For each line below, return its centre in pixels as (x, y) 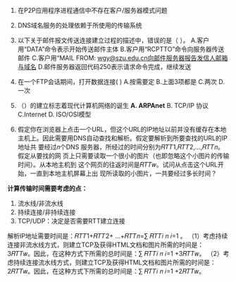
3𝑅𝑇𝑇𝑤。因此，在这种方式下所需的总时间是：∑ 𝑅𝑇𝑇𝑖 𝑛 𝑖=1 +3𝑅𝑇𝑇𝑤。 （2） (115, 253)
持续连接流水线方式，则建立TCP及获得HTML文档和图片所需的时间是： (114, 262)
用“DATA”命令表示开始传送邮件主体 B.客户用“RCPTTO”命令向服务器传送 (121, 49)
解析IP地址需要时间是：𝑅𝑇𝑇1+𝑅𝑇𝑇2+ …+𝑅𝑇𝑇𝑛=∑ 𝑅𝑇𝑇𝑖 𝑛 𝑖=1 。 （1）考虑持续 (118, 236)
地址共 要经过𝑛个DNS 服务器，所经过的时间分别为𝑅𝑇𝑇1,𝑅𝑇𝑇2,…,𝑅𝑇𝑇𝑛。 (120, 147)
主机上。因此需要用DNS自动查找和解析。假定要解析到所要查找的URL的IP (122, 138)
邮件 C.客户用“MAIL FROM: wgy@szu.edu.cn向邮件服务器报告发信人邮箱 (123, 58)
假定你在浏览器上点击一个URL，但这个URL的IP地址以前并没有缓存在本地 (122, 129)
